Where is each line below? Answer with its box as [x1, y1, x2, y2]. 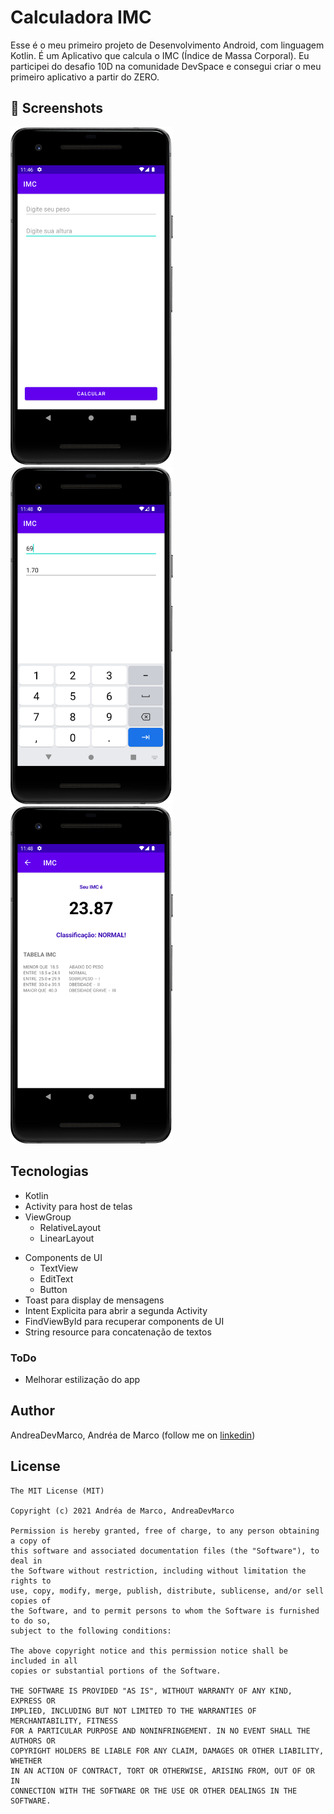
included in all [10, 1656, 78, 1666]
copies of [10, 1596, 52, 1606]
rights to [10, 1576, 52, 1586]
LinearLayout [39, 1232, 95, 1244]
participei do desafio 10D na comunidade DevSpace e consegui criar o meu [10, 60, 322, 72]
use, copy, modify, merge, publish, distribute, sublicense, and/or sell [10, 1586, 325, 1596]
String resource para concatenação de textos [24, 1326, 212, 1338]
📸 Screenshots [10, 100, 104, 117]
